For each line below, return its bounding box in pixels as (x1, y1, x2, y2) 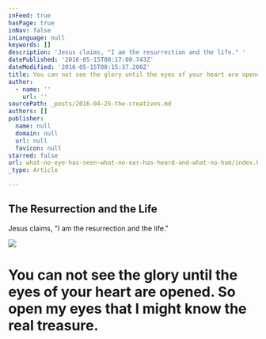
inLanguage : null (8, 33, 66, 42)
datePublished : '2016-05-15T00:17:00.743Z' (8, 56, 154, 64)
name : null (15, 122, 51, 130)
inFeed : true (8, 11, 51, 20)
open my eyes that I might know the (8, 300, 247, 318)
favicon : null (15, 144, 62, 152)
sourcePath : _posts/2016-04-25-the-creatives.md (8, 100, 172, 108)
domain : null (15, 129, 59, 137)
